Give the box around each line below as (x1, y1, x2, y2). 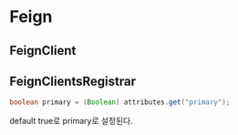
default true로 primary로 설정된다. (9, 116, 134, 127)
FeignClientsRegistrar (9, 73, 137, 88)
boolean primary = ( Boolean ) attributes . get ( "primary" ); (9, 98, 231, 107)
